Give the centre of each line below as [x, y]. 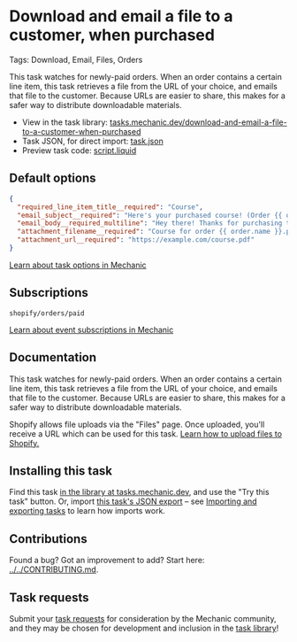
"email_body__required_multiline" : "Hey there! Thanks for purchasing [150, 223]
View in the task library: [65, 122]
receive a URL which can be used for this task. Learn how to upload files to [146, 433]
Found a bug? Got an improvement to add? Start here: [107, 561]
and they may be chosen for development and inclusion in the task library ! [144, 628]
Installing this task [61, 471]
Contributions [48, 539]
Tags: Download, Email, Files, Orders [76, 59]
